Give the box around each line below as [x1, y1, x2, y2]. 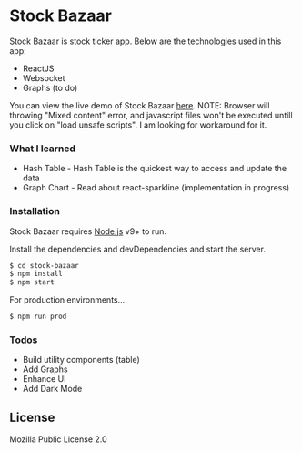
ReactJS [22, 63, 55, 74]
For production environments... [9, 294, 126, 305]
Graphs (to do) [22, 82, 78, 93]
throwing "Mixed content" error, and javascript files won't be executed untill [9, 109, 293, 120]
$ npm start [9, 278, 55, 287]
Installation [9, 205, 61, 218]
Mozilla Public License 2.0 [9, 434, 107, 445]
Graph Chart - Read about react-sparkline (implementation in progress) [22, 182, 290, 193]
